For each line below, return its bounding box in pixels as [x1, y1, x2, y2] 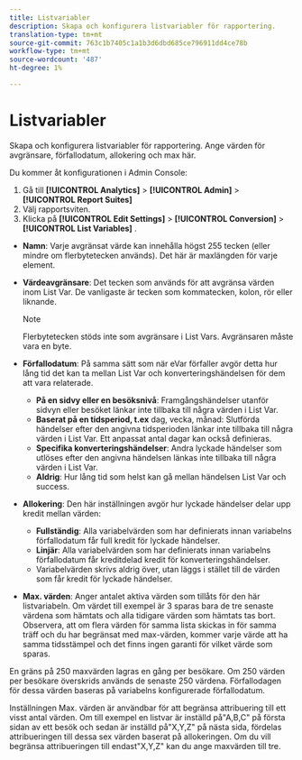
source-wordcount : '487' [9, 55, 103, 64]
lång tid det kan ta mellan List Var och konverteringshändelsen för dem [22, 367, 286, 379]
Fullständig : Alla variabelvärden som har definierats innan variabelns [35, 525, 292, 536]
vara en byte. [22, 340, 72, 352]
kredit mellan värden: [22, 508, 102, 518]
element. [22, 259, 56, 270]
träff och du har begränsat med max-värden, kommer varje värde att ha [22, 628, 288, 640]
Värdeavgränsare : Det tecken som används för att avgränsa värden [22, 277, 275, 288]
